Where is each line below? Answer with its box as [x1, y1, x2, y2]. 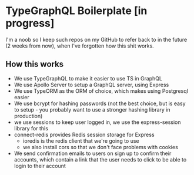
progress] [5, 16, 55, 30]
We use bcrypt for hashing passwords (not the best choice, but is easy [14, 100, 186, 107]
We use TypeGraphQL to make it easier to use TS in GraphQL [14, 75, 163, 82]
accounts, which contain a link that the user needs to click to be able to [14, 156, 187, 163]
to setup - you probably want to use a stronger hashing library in [14, 106, 171, 113]
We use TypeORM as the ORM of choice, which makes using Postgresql [14, 87, 189, 95]
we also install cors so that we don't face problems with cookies [22, 143, 179, 150]
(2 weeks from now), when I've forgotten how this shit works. [5, 42, 154, 49]
